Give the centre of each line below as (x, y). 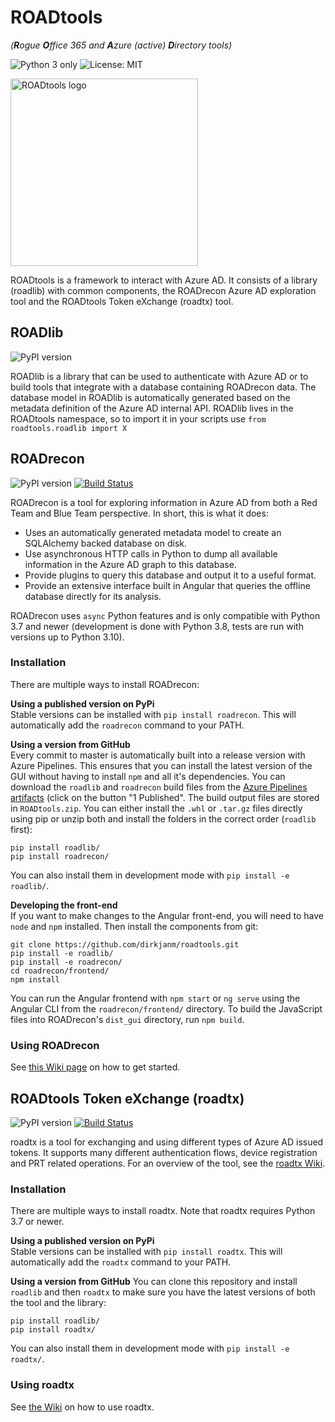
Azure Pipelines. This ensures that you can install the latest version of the (161, 765)
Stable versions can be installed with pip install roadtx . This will (146, 1252)
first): (21, 829)
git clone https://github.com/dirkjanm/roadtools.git (125, 944)
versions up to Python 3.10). (67, 637)
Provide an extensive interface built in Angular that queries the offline (167, 585)
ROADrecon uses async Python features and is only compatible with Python (165, 615)
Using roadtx (42, 1385)
